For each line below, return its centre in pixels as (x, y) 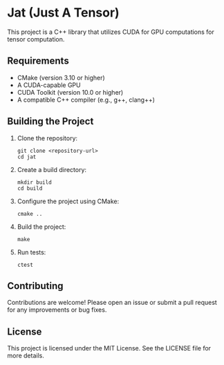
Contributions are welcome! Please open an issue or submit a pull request (112, 303)
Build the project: (41, 227)
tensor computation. (36, 39)
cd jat (27, 157)
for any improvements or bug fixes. (57, 310)
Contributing (35, 286)
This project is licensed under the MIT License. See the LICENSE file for (109, 348)
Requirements (38, 61)
